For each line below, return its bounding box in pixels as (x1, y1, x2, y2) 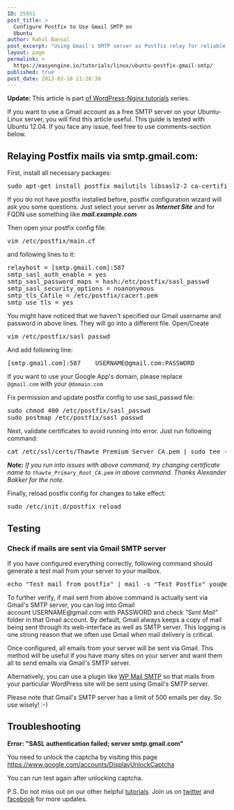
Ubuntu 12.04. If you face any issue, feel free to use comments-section (7, 123, 211, 131)
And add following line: (7, 346, 73, 354)
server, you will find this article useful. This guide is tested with (24, 115, 205, 123)
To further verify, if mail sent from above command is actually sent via (7, 593, 208, 601)
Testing (7, 523, 41, 534)
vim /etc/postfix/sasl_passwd (7, 333, 111, 340)
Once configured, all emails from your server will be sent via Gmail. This (7, 643, 214, 652)
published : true (7, 68, 54, 75)
